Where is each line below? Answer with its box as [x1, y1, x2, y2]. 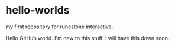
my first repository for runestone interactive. [5, 23, 114, 30]
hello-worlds [5, 4, 70, 17]
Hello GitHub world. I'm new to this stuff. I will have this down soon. [5, 34, 170, 41]
